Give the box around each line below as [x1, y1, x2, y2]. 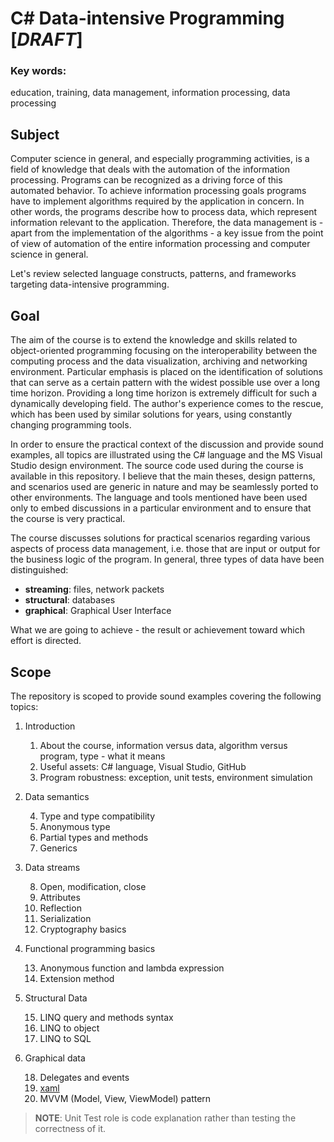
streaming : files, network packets [24, 583, 165, 596]
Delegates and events [39, 1071, 130, 1083]
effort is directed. [10, 635, 82, 647]
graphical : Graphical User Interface [24, 605, 172, 617]
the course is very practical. [10, 513, 126, 525]
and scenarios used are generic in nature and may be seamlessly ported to [10, 481, 319, 493]
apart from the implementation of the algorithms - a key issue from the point [10, 227, 324, 239]
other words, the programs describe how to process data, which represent [10, 206, 318, 218]
